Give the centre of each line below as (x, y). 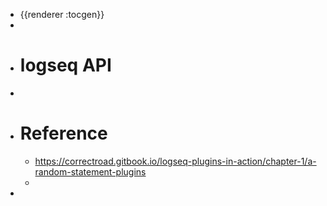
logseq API (65, 65)
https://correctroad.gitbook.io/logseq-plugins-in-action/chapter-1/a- (175, 161)
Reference (63, 133)
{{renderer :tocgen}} (62, 14)
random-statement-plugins (90, 171)
